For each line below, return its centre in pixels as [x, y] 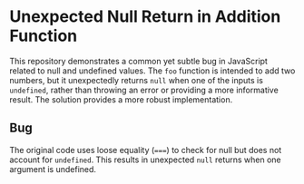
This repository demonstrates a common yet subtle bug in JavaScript [138, 61]
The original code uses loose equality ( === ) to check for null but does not [146, 150]
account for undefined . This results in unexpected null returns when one [145, 160]
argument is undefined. [53, 169]
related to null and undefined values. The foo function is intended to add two [152, 71]
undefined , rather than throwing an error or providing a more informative [144, 90]
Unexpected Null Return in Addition [145, 17]
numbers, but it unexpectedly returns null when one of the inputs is [136, 80]
